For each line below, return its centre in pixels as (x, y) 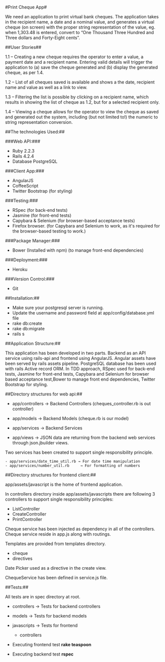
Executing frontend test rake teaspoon (52, 644)
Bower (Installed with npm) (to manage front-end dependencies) (78, 250)
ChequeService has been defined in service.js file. (56, 578)
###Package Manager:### (33, 241)
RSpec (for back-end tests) (40, 210)
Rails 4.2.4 (23, 156)
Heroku (20, 269)
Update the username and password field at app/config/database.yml (83, 313)
